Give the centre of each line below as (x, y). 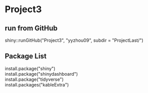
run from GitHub (31, 28)
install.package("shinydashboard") (41, 74)
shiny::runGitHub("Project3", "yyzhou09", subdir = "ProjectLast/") (74, 40)
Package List (26, 56)
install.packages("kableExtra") (37, 84)
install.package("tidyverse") (34, 79)
